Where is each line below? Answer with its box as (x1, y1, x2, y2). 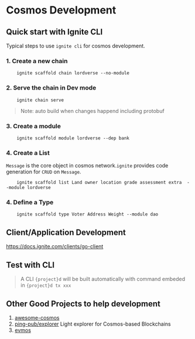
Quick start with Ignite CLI (6, 27, 103, 37)
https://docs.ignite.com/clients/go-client (6, 243, 104, 250)
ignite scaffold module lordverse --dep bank (16, 135, 130, 141)
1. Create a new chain (6, 57, 68, 65)
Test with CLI (6, 260, 54, 270)
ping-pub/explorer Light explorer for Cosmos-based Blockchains (14, 320, 171, 327)
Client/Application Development (6, 227, 126, 237)
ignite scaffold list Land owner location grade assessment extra (16, 180, 182, 186)
